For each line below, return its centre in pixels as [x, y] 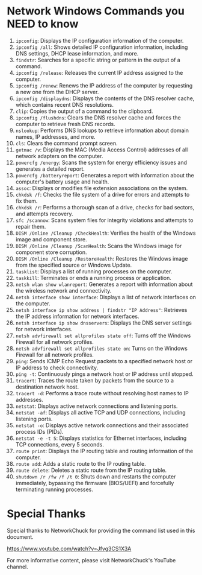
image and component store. [51, 239]
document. [20, 537]
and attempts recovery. [44, 214]
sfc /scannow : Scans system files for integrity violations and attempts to [104, 220]
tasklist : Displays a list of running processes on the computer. [94, 271]
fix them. [26, 201]
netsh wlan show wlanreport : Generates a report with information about [104, 284]
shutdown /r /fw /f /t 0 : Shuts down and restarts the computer [96, 476]
